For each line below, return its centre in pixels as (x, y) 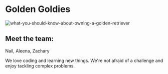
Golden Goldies (38, 9)
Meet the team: (30, 39)
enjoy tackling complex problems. (40, 65)
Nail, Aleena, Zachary (27, 50)
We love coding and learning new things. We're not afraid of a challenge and (84, 60)
